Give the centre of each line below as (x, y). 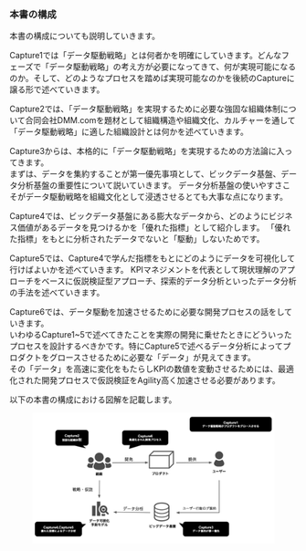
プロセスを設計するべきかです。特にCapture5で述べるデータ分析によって (146, 346)
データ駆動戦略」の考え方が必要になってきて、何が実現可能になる (173, 67)
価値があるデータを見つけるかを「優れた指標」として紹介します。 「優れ (154, 228)
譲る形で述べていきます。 (57, 89)
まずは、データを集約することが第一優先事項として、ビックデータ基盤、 (145, 174)
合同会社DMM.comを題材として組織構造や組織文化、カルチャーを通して (160, 120)
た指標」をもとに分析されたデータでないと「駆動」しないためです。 (137, 239)
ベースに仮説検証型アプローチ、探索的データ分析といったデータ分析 (169, 281)
